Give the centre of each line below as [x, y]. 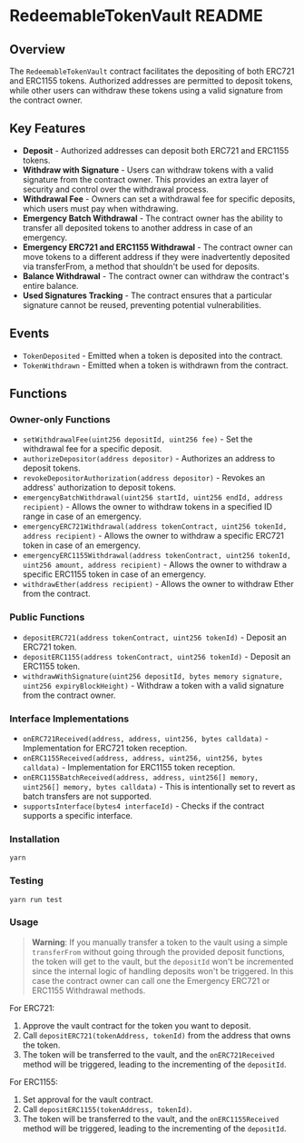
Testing [26, 880]
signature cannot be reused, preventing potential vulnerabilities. [142, 304]
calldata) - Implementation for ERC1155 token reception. [129, 767]
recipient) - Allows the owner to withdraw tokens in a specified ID [147, 507]
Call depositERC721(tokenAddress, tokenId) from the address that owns [157, 1035]
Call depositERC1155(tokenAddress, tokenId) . [107, 1108]
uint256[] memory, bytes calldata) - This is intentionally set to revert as [159, 786]
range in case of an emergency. [82, 517]
